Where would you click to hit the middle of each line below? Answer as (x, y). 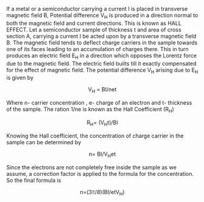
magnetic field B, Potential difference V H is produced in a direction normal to (102, 16)
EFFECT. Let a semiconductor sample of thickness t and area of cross (94, 29)
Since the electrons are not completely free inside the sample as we (91, 167)
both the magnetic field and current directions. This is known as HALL (94, 23)
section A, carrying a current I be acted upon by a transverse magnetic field (101, 36)
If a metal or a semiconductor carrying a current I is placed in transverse (97, 9)
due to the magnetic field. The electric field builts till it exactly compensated (101, 63)
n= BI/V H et (102, 155)
